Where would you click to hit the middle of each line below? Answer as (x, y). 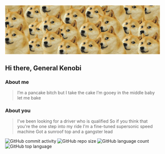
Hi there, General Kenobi (43, 68)
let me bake (29, 98)
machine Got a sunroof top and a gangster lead (65, 132)
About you (18, 111)
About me (17, 82)
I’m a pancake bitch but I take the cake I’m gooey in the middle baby (86, 93)
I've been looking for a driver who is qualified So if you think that (82, 121)
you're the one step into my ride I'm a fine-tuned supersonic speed (85, 127)
